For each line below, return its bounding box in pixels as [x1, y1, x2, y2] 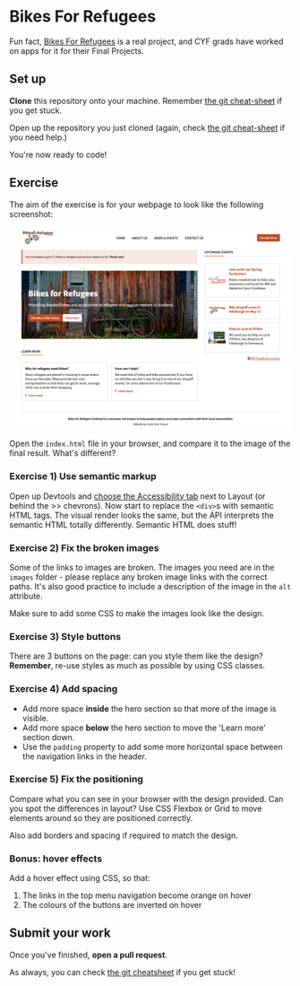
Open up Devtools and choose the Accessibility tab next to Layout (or [9, 491, 266, 502]
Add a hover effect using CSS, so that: [9, 873, 150, 884]
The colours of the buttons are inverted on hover [21, 900, 202, 911]
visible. [21, 712, 49, 723]
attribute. [9, 590, 43, 601]
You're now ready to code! [9, 149, 107, 160]
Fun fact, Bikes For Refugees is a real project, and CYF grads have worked [9, 36, 284, 47]
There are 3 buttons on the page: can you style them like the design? [9, 650, 263, 661]
